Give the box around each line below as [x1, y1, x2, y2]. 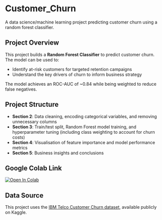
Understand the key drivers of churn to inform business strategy [12, 72, 142, 77]
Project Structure [5, 100, 59, 109]
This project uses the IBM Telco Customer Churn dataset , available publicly [5, 204, 157, 210]
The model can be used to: [5, 57, 60, 63]
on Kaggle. [5, 209, 27, 216]
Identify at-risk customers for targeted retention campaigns [12, 66, 132, 72]
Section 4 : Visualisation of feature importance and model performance [12, 139, 155, 145]
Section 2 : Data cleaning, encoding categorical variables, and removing [12, 113, 157, 119]
